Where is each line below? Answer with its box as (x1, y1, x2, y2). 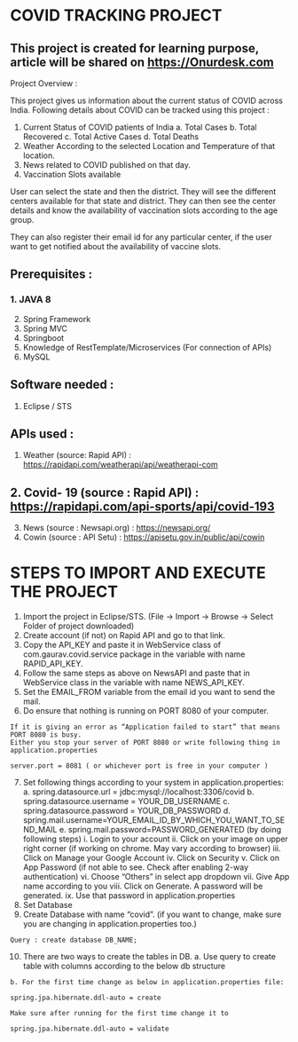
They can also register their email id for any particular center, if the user (10, 232, 272, 242)
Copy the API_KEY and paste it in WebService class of (22, 640, 221, 651)
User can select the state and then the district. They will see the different (10, 186, 277, 196)
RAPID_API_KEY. (22, 659, 83, 669)
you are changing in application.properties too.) (22, 919, 198, 929)
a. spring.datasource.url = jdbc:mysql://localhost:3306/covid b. (22, 786, 255, 797)
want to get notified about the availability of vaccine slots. (10, 241, 221, 251)
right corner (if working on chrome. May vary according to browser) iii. (22, 843, 281, 854)
